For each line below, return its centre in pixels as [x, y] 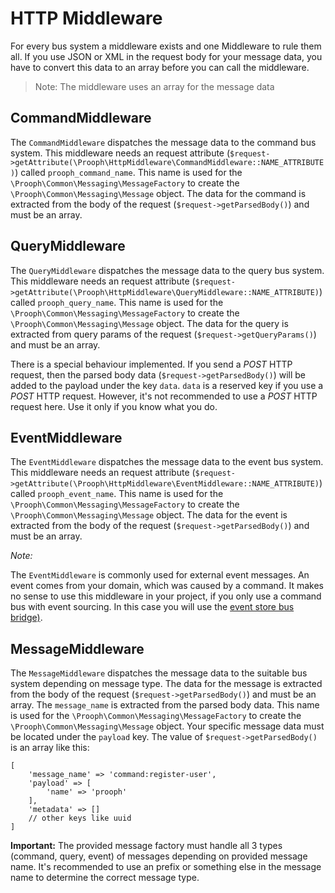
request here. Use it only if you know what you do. [114, 406]
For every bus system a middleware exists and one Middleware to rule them [166, 46]
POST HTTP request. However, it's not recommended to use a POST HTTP [164, 396]
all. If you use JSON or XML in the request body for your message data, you [166, 56]
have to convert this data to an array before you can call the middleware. [160, 67]
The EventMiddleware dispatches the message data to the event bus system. [167, 462]
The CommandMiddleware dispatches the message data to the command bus [163, 142]
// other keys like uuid [80, 818]
